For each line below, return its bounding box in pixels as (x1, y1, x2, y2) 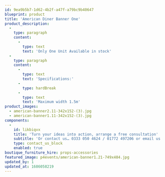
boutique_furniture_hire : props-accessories (4, 150, 98, 155)
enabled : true (13, 146, 43, 151)
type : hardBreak (22, 85, 56, 91)
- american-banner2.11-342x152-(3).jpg (9, 109, 92, 114)
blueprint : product (4, 12, 45, 17)
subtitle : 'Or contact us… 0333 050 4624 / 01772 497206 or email (13, 136, 154, 141)
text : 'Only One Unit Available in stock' (22, 49, 112, 54)
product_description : (4, 21, 50, 26)
